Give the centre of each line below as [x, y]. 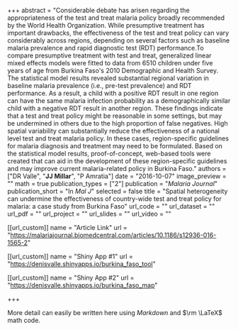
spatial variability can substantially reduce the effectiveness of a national [113, 131]
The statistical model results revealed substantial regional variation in [108, 78]
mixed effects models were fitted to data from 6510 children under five [110, 63]
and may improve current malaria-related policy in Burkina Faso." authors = [117, 169]
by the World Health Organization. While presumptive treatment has [106, 25]
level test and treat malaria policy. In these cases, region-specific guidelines [118, 138]
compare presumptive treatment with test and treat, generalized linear [109, 55]
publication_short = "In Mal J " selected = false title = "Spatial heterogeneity [118, 191]
